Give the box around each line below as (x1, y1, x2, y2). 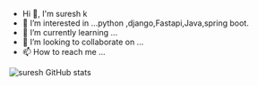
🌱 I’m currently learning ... (21, 27, 118, 37)
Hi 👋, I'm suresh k (21, 9, 88, 19)
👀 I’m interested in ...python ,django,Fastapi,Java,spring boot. (21, 18, 249, 28)
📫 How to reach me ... (21, 47, 106, 57)
